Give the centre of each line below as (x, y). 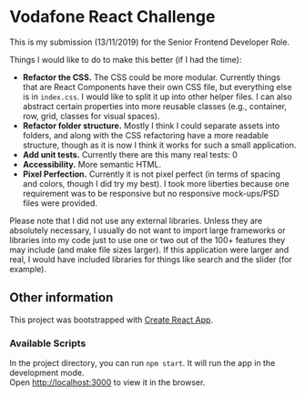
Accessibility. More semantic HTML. (92, 164)
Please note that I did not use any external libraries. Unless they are (136, 220)
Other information (61, 298)
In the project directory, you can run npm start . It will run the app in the (142, 363)
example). (28, 269)
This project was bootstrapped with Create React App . (112, 320)
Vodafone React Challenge (112, 17)
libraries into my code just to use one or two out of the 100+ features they (147, 239)
